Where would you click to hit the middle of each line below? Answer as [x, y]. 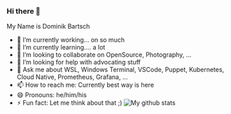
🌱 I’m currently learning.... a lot [61, 48]
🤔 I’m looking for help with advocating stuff [78, 62]
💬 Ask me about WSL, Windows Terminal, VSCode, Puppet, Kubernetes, [120, 70]
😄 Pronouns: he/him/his [51, 95]
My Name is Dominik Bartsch [48, 27]
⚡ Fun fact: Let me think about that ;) [69, 103]
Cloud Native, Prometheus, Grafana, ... [72, 77]
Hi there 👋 [24, 11]
